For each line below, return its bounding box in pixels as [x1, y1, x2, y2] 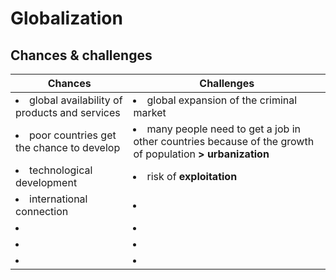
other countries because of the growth [133, 135, 315, 148]
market [133, 106, 167, 119]
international [29, 192, 88, 206]
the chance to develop [15, 141, 121, 154]
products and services [15, 106, 121, 119]
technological [29, 163, 93, 177]
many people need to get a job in [146, 122, 301, 136]
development [15, 176, 78, 189]
